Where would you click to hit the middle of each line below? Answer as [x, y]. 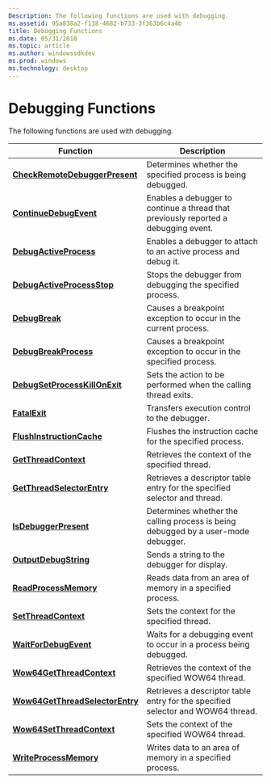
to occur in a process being [198, 644]
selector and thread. [185, 498]
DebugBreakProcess [53, 351]
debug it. [163, 261]
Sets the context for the [191, 611]
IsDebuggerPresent [51, 526]
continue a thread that [188, 208]
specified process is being [196, 175]
